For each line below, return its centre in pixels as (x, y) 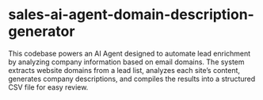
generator (42, 31)
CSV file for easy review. (48, 87)
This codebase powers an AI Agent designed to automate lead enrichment (130, 53)
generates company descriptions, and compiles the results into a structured (132, 79)
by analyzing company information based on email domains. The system (126, 62)
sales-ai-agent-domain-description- (131, 15)
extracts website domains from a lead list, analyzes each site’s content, (124, 70)
